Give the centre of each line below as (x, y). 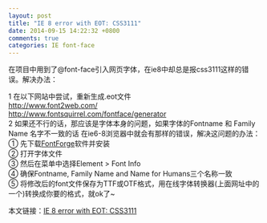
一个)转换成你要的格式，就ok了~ (62, 194)
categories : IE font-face (51, 46)
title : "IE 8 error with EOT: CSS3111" (75, 23)
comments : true (34, 38)
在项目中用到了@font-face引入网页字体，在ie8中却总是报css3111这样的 (125, 70)
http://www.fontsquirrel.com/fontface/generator (87, 114)
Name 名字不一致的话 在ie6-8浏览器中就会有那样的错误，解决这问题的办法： (134, 134)
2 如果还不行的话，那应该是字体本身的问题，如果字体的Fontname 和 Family (132, 124)
